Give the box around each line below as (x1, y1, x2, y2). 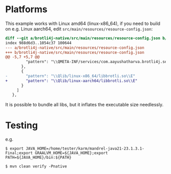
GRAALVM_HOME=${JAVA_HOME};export (35, 151, 108, 156)
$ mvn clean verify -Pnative (5, 164, 67, 169)
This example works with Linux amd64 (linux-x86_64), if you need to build (5, 20, 160, 26)
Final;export (5, 151, 33, 156)
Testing (5, 120, 38, 131)
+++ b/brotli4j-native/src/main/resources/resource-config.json (5, 50, 145, 55)
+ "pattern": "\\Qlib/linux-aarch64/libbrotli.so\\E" (5, 78, 138, 83)
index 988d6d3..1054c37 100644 (5, 40, 72, 45)
